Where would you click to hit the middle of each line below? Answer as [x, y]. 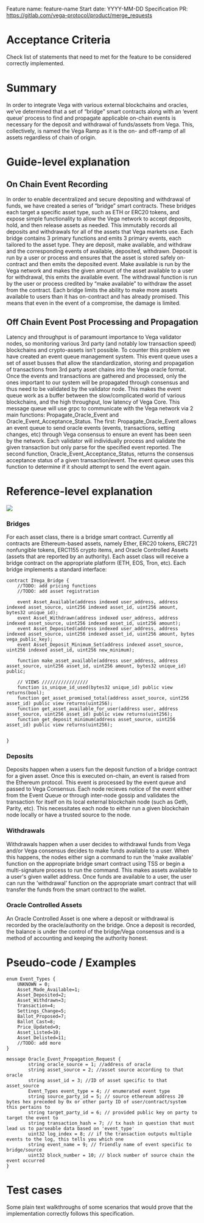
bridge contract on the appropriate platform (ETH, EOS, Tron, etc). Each [96, 563]
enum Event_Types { [31, 979]
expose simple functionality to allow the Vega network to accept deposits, [99, 219]
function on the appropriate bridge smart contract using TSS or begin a [96, 863]
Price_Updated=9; [39, 1027]
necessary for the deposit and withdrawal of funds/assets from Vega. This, [100, 124]
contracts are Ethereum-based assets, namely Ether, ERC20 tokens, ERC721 [102, 543]
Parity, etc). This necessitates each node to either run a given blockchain [98, 808]
